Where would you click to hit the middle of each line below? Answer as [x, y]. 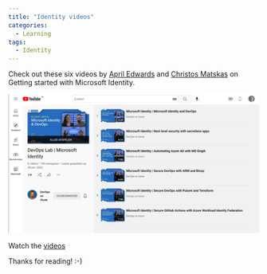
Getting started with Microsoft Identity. [72, 83]
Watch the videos [37, 246]
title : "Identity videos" [51, 17]
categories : [28, 25]
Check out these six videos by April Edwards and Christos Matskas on [124, 74]
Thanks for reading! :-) [45, 261]
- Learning [33, 33]
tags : [17, 42]
